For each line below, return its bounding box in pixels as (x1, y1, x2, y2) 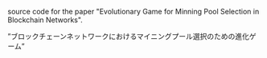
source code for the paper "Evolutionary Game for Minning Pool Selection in (7, 7, 260, 16)
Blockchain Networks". (7, 15, 84, 25)
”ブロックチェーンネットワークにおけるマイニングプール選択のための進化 (7, 32, 250, 41)
